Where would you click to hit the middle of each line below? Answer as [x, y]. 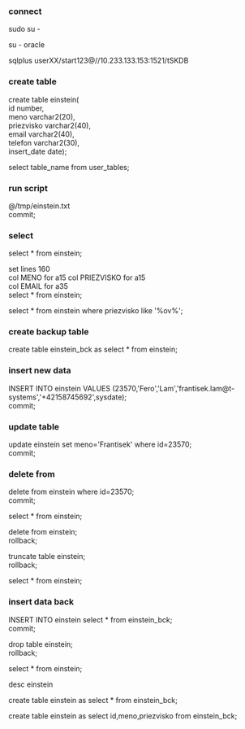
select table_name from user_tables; [69, 167]
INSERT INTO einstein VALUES [60, 388]
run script [28, 188]
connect [25, 11]
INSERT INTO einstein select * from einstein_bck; [90, 619]
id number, [26, 108]
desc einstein [31, 684]
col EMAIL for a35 [39, 286]
